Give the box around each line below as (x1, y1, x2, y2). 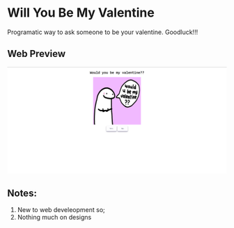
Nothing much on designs (17, 213, 92, 222)
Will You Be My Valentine (7, 5, 155, 21)
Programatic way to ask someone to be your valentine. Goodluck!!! (7, 28, 198, 36)
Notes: (7, 187, 37, 199)
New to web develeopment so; (17, 206, 106, 214)
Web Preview (7, 48, 66, 60)
